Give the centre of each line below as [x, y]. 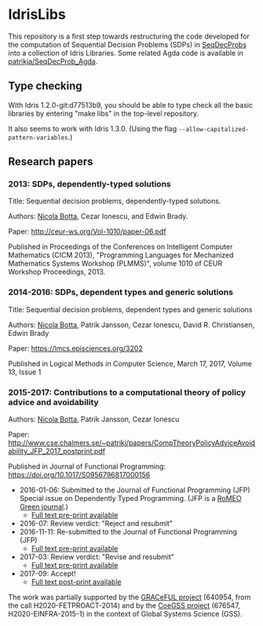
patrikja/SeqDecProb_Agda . [53, 61]
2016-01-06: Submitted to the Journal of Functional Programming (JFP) [135, 490]
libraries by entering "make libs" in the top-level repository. [104, 113]
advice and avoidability [54, 402]
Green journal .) [44, 507]
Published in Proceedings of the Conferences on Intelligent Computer [121, 247]
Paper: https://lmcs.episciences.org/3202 [75, 348]
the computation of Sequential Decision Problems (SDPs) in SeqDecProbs [128, 44]
